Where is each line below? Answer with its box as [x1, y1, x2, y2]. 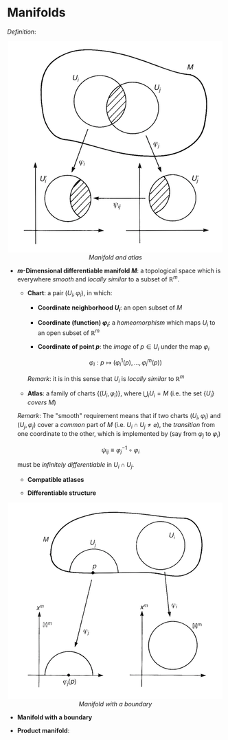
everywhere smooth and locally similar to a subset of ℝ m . [16, 273, 180, 283]
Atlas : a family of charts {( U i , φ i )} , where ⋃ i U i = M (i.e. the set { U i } [27, 389, 215, 400]
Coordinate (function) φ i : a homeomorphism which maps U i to [37, 319, 216, 328]
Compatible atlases [27, 475, 84, 483]
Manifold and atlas [89, 253, 142, 262]
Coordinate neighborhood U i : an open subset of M [37, 303, 183, 314]
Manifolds [7, 5, 66, 21]
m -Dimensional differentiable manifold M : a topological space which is [16, 266, 221, 275]
